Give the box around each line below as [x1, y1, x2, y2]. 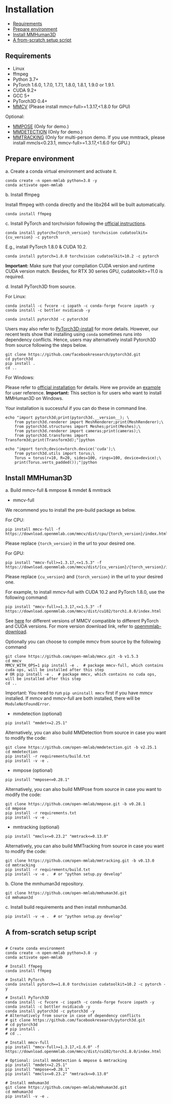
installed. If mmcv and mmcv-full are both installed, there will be [5, 695, 141, 701]
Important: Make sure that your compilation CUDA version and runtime [5, 262, 155, 268]
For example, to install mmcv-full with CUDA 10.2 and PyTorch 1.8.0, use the [5, 589, 165, 595]
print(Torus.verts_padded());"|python [14, 460, 97, 465]
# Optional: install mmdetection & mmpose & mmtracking [5, 1058, 127, 1064]
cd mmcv [5, 658, 22, 664]
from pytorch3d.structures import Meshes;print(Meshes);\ [14, 424, 141, 429]
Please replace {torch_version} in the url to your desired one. [5, 540, 136, 547]
